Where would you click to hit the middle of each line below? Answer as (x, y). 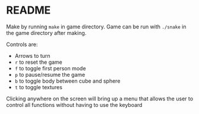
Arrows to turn (32, 56)
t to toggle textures (38, 87)
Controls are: (22, 44)
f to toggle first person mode (50, 68)
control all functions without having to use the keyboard (74, 105)
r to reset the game (38, 62)
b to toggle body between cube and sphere (67, 81)
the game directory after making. (46, 32)
